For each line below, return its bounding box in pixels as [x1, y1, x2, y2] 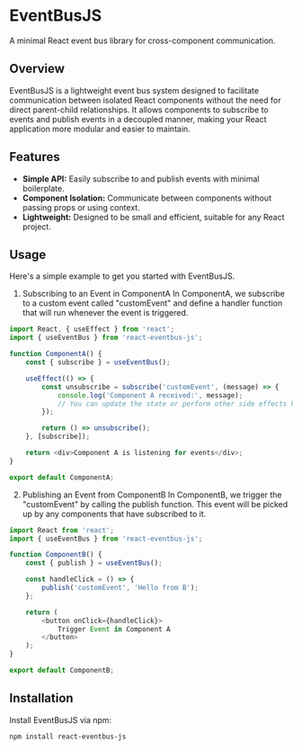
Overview [9, 61, 66, 76]
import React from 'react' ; [9, 525, 115, 535]
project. [22, 221, 51, 232]
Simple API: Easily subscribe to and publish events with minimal [22, 173, 260, 184]
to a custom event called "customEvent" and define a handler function [22, 298, 283, 308]
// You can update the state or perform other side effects [57, 399, 288, 408]
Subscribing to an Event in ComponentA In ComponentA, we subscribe [22, 289, 285, 299]
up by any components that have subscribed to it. [22, 508, 207, 519]
